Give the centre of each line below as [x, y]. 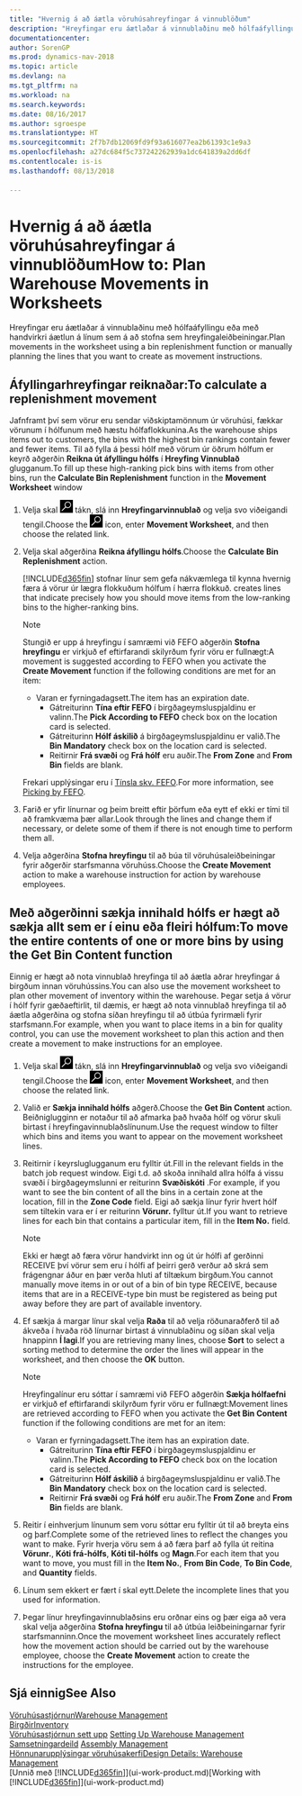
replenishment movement [83, 399]
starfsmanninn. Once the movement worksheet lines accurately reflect [151, 1637]
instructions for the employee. [78, 1665]
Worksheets [56, 303]
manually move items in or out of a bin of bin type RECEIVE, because [150, 1284]
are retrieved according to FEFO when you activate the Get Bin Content [155, 1413]
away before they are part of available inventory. [112, 1304]
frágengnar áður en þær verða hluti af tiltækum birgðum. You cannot [148, 1275]
